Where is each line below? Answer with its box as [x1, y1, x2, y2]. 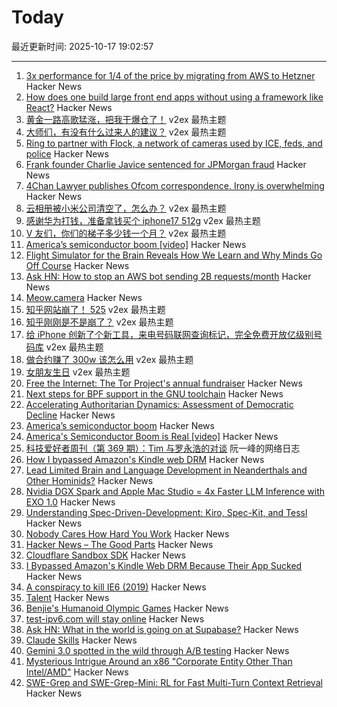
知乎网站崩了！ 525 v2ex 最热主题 [25, 303, 166, 315]
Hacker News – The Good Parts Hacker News [25, 538, 214, 550]
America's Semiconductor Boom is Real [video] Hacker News [25, 430, 279, 442]
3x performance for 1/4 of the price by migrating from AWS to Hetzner [25, 69, 316, 81]
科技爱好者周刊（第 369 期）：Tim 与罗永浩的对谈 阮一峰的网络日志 [25, 442, 301, 454]
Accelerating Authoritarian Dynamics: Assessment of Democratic [25, 398, 294, 410]
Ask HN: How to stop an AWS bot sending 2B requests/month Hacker [25, 270, 312, 282]
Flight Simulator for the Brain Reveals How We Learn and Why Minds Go [25, 249, 323, 261]
